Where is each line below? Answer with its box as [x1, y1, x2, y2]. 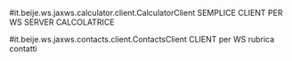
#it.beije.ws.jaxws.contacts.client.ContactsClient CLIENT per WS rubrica [9, 34, 275, 44]
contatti [9, 43, 37, 54]
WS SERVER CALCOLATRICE [9, 17, 115, 27]
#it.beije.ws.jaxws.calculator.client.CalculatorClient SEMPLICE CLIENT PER [9, 8, 283, 18]
